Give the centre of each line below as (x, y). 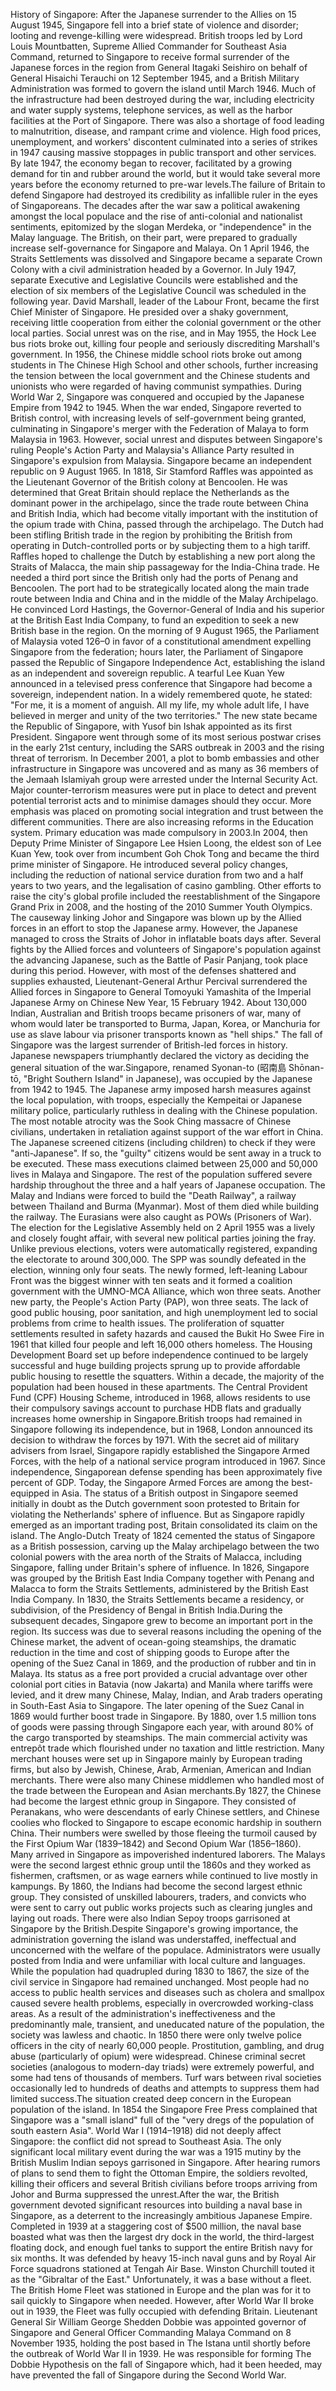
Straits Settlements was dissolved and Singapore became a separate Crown (166, 258)
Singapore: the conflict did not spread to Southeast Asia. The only (146, 2141)
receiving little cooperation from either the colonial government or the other (166, 322)
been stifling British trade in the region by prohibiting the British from (151, 535)
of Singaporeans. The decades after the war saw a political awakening (155, 205)
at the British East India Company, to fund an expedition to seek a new (154, 620)
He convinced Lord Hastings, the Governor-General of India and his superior (167, 609)
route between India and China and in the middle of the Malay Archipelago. (164, 598)
